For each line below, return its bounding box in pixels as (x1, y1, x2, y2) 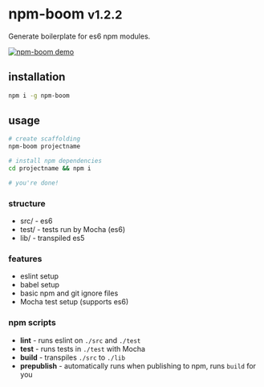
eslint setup (19, 271, 59, 281)
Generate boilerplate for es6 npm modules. (8, 31, 151, 41)
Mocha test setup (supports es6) (19, 297, 129, 307)
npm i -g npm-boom (8, 92, 70, 100)
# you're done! (8, 178, 59, 187)
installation (8, 70, 66, 84)
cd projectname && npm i (8, 165, 91, 173)
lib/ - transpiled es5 (19, 234, 85, 243)
